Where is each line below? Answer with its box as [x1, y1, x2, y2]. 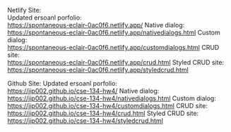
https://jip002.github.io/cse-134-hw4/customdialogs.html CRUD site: [7, 102, 208, 110]
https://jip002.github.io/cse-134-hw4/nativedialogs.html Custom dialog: [7, 94, 217, 103]
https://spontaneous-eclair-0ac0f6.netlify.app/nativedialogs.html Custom [7, 28, 220, 37]
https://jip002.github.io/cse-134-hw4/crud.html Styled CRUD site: [7, 109, 199, 117]
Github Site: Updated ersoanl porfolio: [7, 79, 118, 87]
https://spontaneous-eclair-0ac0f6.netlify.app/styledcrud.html [7, 66, 189, 74]
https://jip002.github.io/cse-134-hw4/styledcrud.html [7, 117, 164, 125]
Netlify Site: [7, 6, 42, 14]
